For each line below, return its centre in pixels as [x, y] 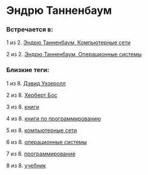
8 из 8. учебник [26, 165]
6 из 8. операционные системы [47, 142]
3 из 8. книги [23, 107]
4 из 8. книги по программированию [54, 118]
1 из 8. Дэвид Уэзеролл [36, 83]
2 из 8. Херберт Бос [32, 95]
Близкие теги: [28, 70]
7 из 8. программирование [41, 154]
